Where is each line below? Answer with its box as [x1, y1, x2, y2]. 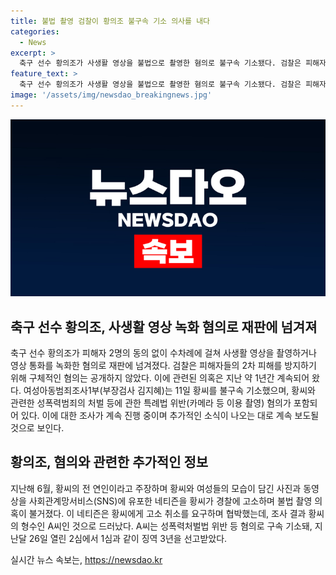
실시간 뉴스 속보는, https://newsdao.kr [10, 553, 163, 565]
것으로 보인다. [10, 422, 65, 434]
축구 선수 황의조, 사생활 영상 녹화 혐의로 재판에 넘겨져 [10, 318, 318, 335]
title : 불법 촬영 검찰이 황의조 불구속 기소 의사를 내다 [10, 16, 211, 26]
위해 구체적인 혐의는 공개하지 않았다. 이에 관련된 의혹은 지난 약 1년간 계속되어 [10, 372, 310, 384]
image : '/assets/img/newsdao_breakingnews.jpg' [10, 90, 213, 100]
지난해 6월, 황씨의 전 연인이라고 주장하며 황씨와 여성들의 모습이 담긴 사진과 [10, 482, 302, 494]
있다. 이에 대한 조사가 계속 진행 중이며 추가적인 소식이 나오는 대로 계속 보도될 [20, 410, 320, 422]
